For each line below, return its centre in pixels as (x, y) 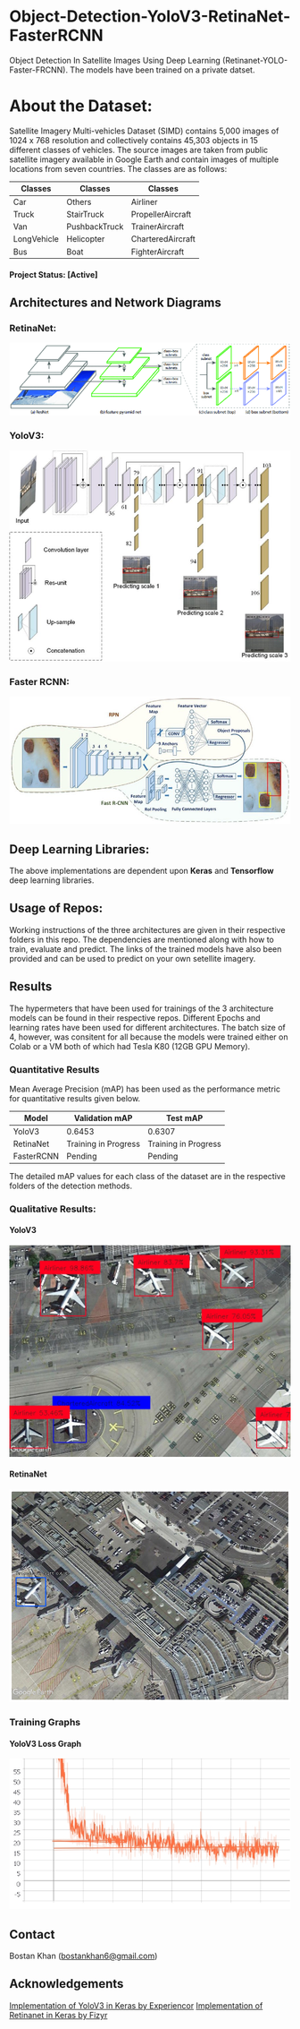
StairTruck (85, 214)
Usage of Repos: (56, 908)
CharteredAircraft (163, 239)
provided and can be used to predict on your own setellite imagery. (133, 958)
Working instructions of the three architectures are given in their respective (147, 929)
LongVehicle (36, 239)
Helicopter (86, 239)
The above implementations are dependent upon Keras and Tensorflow (142, 871)
